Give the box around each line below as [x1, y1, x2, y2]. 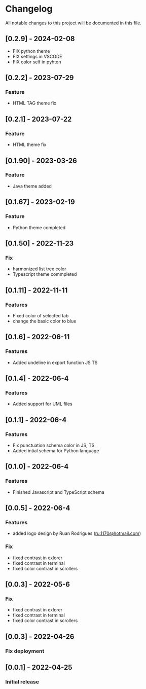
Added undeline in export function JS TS [12, 359, 98, 366]
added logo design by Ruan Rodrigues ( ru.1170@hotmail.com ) [12, 530, 141, 536]
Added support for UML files [12, 401, 72, 407]
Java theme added [12, 183, 52, 189]
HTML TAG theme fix [12, 100, 57, 106]
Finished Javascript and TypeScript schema [12, 489, 105, 495]
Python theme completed [12, 224, 66, 231]
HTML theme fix [12, 141, 47, 148]
